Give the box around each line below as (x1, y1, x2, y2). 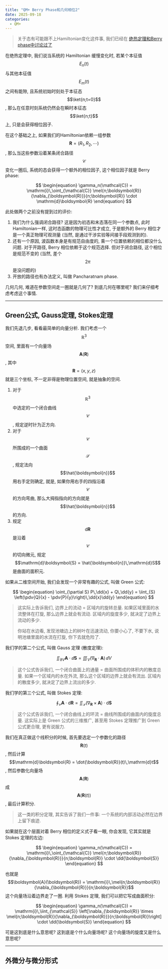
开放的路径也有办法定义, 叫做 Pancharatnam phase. (12, 273, 118, 279)
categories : (5, 17, 30, 22)
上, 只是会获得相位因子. (5, 121, 53, 127)
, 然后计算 (5, 751, 25, 757)
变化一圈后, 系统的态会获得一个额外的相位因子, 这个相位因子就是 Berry (5, 166, 150, 173)
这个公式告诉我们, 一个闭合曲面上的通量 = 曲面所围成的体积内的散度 (17, 666, 157, 672)
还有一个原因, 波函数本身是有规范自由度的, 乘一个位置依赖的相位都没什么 (12, 238, 162, 244)
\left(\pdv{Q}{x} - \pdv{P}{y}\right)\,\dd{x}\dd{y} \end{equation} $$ (14, 594, 154, 600)
